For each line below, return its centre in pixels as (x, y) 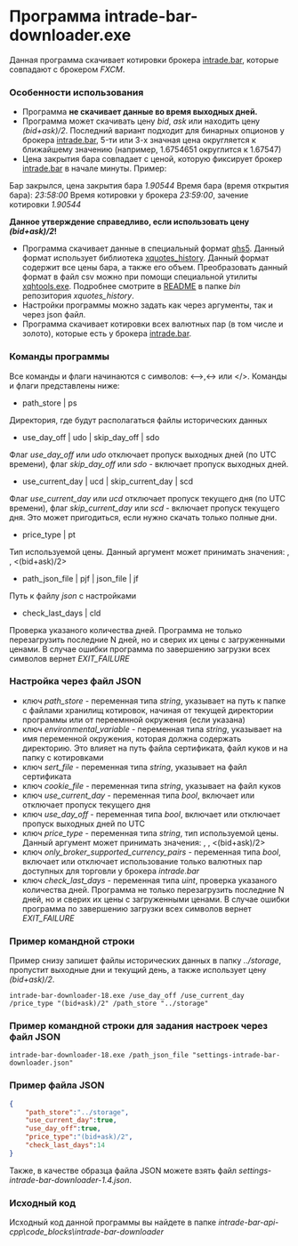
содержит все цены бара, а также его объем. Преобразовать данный (154, 268)
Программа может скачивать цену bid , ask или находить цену (141, 121)
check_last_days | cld (61, 613)
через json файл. (54, 315)
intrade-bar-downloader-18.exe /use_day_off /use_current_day (127, 996)
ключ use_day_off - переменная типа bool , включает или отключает (151, 814)
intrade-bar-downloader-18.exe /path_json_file (99, 1056)
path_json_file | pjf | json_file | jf (81, 578)
